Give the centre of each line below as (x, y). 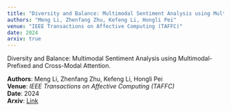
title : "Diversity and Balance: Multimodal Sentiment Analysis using (109, 13)
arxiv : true (24, 39)
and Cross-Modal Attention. (71, 66)
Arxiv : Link (23, 101)
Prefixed (19, 66)
